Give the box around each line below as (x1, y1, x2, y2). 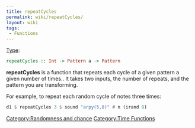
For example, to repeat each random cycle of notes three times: (6, 93, 162, 100)
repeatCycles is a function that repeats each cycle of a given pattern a (6, 69, 180, 76)
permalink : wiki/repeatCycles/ (6, 14, 84, 20)
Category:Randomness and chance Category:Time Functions (6, 114, 155, 122)
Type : (6, 47, 20, 54)
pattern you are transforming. (6, 81, 78, 88)
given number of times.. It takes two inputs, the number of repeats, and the (6, 75, 190, 82)
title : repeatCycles (6, 8, 57, 15)
